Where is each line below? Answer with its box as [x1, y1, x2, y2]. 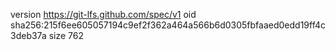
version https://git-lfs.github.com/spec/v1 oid [10, 9, 197, 20]
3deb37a [10, 30, 47, 41]
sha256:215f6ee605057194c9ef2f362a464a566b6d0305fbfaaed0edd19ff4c [10, 19, 326, 31]
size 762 [48, 30, 85, 41]
